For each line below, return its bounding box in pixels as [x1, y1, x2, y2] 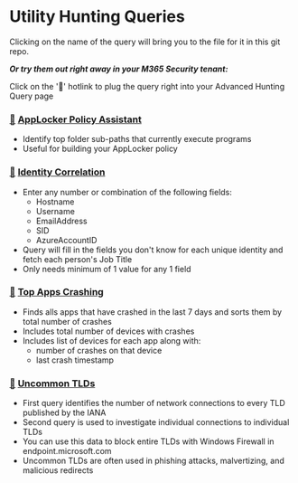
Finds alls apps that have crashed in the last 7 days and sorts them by [22, 306, 283, 317]
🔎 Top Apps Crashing [9, 286, 104, 298]
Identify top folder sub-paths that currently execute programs [22, 134, 252, 145]
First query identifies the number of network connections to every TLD [22, 398, 286, 409]
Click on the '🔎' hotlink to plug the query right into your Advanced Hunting [9, 80, 285, 91]
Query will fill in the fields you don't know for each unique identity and [22, 244, 284, 255]
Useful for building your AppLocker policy [22, 143, 178, 155]
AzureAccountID [35, 234, 98, 245]
